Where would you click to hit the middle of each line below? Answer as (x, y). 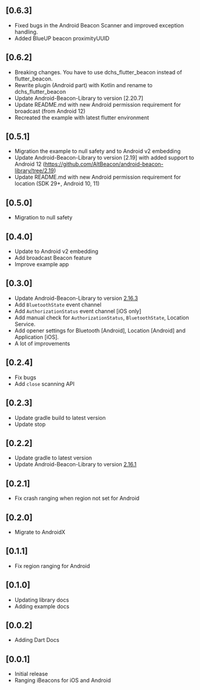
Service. (25, 324)
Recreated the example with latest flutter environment (82, 117)
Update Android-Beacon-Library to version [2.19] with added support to (104, 158)
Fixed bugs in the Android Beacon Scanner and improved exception (99, 25)
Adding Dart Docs (37, 640)
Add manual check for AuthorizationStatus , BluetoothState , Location (102, 318)
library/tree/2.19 (34, 171)
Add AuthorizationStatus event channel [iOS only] (78, 311)
